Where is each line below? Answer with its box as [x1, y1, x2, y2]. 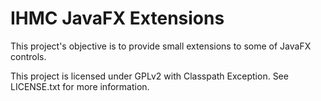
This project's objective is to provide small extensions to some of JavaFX [10, 40, 312, 52]
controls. [10, 50, 47, 62]
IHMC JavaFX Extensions [10, 7, 225, 30]
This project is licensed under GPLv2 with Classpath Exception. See [10, 70, 289, 82]
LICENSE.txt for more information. [10, 80, 150, 92]
